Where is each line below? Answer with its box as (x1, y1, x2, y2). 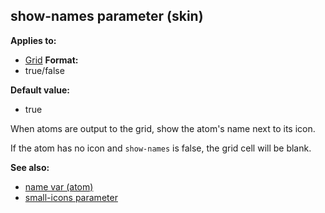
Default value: (10, 84, 70, 96)
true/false (24, 64, 65, 76)
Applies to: (10, 34, 57, 46)
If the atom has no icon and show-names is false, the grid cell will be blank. (10, 142, 312, 154)
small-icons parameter (24, 191, 118, 203)
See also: (10, 161, 50, 173)
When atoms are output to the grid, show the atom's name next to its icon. (10, 122, 316, 134)
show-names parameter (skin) (10, 8, 204, 25)
